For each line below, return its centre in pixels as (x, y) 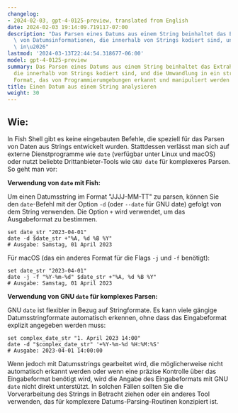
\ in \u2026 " (32, 47)
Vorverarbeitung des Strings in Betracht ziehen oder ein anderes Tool (109, 394)
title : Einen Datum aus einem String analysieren (82, 87)
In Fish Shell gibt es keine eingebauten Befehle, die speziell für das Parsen (116, 138)
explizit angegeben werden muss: (57, 325)
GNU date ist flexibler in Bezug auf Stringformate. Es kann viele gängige (112, 310)
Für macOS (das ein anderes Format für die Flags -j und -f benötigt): (109, 258)
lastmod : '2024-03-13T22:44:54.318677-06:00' (75, 54)
